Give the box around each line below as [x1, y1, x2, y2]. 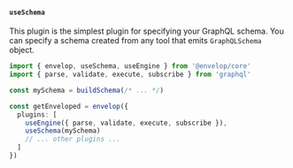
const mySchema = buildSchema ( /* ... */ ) [9, 86, 165, 95]
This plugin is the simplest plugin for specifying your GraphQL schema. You [9, 26, 285, 36]
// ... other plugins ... [25, 134, 121, 144]
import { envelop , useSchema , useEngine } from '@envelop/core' [9, 62, 251, 71]
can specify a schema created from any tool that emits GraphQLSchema [9, 35, 262, 46]
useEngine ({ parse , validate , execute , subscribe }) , [25, 118, 227, 127]
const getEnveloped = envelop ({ [9, 102, 128, 111]
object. [9, 45, 35, 56]
